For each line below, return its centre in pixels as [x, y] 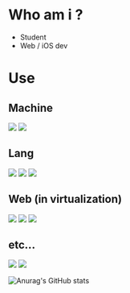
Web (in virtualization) [65, 199]
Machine [31, 107]
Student [33, 37]
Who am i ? [46, 15]
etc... [22, 244]
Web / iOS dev [44, 45]
